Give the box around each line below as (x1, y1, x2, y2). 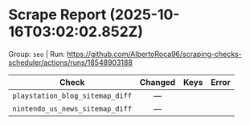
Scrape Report (8, 6, 107, 24)
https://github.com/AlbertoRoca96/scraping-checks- (67, 49, 243, 58)
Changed (139, 76, 176, 87)
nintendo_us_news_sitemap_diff (12, 104, 133, 113)
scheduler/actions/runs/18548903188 (8, 58, 133, 67)
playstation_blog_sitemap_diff (12, 91, 133, 100)
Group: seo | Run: (8, 49, 66, 58)
